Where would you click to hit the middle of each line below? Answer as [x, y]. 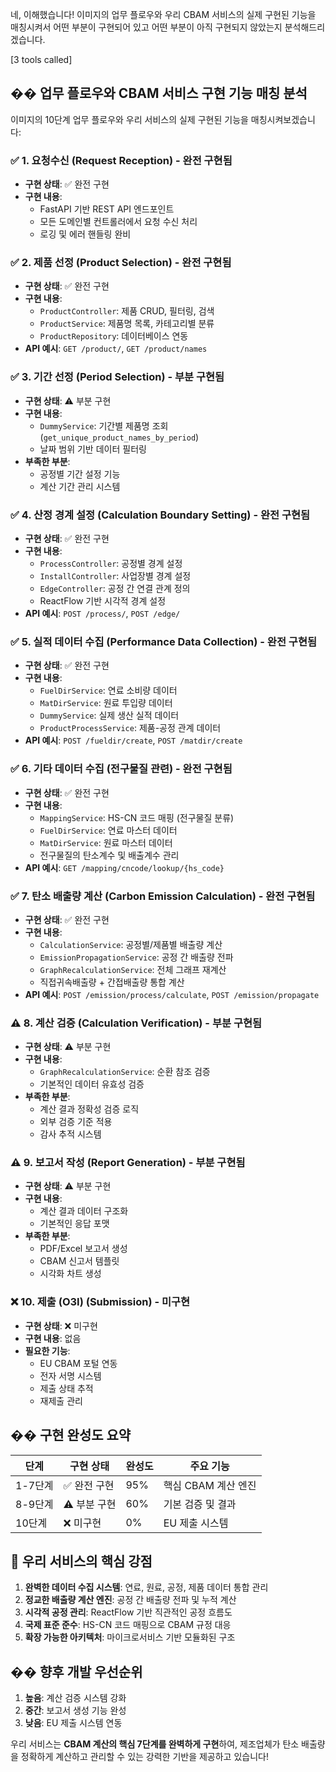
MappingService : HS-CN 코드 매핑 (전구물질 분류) [137, 817]
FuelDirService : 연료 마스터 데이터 [108, 830]
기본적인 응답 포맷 [74, 1224]
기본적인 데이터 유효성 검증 [92, 1084]
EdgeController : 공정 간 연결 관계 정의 [115, 588]
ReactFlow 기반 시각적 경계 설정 [103, 601]
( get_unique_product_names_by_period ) [119, 437]
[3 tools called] [41, 59]
